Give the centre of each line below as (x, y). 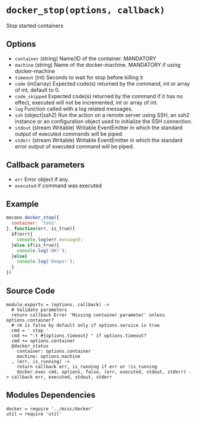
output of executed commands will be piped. (69, 134)
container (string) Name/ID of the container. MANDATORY (85, 59)
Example (22, 204)
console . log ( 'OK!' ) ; (42, 251)
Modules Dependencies (51, 395)
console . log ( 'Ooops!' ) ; (46, 262)
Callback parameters (46, 165)
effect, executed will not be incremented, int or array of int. (86, 102)
